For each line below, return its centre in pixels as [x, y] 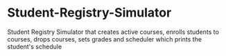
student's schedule [35, 46]
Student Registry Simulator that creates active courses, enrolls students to [113, 32]
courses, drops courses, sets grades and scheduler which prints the [105, 39]
